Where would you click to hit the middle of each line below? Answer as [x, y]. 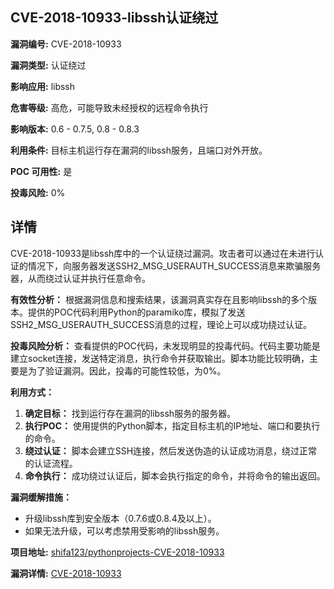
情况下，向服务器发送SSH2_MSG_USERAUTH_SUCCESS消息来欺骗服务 [174, 265]
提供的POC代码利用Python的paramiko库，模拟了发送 [136, 312]
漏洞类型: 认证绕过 [48, 65]
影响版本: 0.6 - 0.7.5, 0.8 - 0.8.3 [75, 129]
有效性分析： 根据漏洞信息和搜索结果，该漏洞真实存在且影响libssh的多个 [159, 299]
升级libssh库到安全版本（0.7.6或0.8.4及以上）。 [120, 518]
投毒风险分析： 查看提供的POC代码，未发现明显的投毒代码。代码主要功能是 [165, 345]
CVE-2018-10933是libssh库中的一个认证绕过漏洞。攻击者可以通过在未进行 [163, 253]
